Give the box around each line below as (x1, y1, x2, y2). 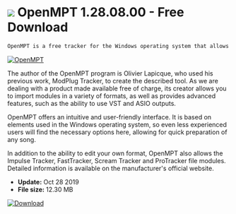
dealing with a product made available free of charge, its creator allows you (7, 84, 228, 93)
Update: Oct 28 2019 (17, 177, 79, 186)
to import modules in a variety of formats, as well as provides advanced (7, 91, 216, 100)
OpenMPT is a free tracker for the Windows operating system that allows (7, 42, 230, 49)
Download (7, 19, 69, 35)
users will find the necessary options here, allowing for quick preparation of (7, 128, 228, 136)
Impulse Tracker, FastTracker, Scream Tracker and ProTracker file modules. (7, 156, 226, 165)
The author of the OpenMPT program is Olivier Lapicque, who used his (7, 69, 213, 78)
